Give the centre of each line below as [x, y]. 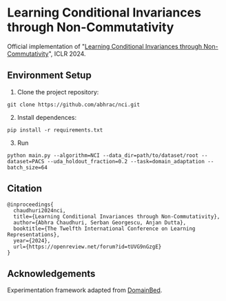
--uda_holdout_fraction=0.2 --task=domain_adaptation [126, 161]
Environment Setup [49, 75]
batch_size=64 [28, 167]
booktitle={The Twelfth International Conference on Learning [104, 229]
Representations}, [33, 235]
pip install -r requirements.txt [55, 130]
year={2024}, [32, 240]
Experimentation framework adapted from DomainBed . [85, 290]
